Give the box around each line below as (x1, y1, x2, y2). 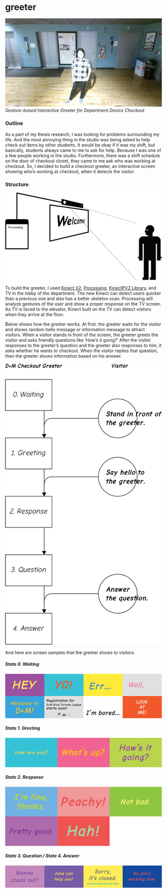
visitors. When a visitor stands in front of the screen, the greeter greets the (5, 332, 158, 338)
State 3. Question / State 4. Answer (5, 853, 80, 859)
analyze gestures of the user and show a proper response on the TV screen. (5, 301, 162, 307)
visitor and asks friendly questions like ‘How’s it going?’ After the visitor (5, 337, 151, 343)
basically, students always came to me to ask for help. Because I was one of (5, 147, 162, 153)
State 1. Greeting (5, 725, 41, 731)
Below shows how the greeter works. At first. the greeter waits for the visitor (5, 321, 162, 327)
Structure (5, 181, 29, 188)
